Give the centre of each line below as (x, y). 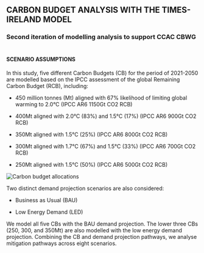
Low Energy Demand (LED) (49, 212)
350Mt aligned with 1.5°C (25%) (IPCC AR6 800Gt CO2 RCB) (91, 134)
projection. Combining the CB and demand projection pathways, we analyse (102, 237)
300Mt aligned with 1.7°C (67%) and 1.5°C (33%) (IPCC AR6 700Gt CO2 (105, 146)
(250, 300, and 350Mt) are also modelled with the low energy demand (94, 230)
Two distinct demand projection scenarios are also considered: (85, 188)
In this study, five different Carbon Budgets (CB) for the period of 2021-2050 (102, 73)
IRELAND (24, 20)
